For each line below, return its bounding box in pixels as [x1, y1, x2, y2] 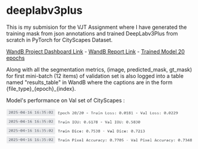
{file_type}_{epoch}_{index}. [6, 85, 76, 92]
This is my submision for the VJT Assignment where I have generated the [6, 23, 187, 31]
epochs [6, 54, 25, 61]
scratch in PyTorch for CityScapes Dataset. [6, 36, 113, 43]
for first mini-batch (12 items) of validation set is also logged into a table [6, 72, 184, 79]
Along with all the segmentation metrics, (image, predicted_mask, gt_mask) [6, 65, 193, 73]
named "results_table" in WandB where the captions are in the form [6, 79, 173, 86]
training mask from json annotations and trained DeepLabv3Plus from [6, 29, 178, 37]
